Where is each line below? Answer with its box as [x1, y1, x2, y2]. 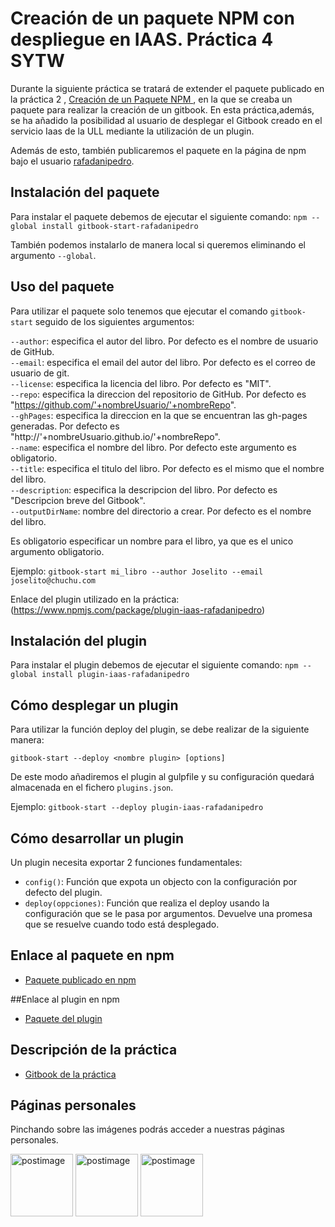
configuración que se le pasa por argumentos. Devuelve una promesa [24, 908, 313, 919]
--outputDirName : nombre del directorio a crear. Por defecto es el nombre [10, 505, 312, 517]
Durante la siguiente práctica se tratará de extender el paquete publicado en [10, 82, 325, 94]
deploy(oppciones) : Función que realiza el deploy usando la [24, 897, 270, 909]
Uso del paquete [10, 278, 115, 296]
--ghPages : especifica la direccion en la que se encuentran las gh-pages [10, 409, 308, 421]
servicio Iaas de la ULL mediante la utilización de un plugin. [10, 125, 255, 137]
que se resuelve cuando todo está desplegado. [24, 918, 220, 930]
